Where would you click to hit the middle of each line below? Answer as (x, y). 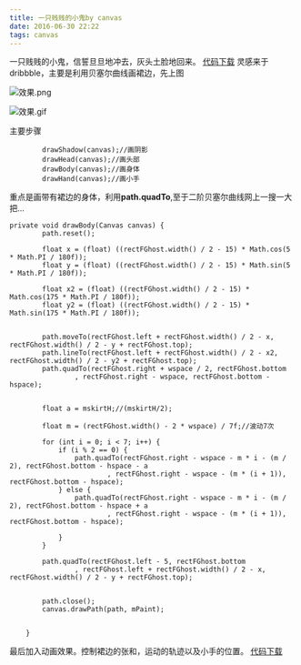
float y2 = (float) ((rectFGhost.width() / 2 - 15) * (146, 306)
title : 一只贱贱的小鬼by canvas (66, 18)
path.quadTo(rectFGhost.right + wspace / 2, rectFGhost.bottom (164, 369)
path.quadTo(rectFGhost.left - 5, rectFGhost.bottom (144, 562)
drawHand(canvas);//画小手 (91, 179)
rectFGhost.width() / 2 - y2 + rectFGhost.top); (103, 361)
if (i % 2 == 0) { (93, 450)
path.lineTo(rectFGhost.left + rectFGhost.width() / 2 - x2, (161, 353)
